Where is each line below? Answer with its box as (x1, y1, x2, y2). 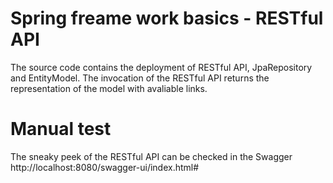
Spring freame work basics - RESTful (10, 7, 324, 30)
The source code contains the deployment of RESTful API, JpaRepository (10, 61, 313, 73)
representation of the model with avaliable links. (10, 82, 208, 94)
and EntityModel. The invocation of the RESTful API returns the (10, 72, 270, 84)
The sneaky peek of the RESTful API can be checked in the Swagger (10, 150, 293, 162)
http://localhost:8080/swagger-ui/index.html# (10, 161, 200, 173)
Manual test (10, 118, 112, 141)
